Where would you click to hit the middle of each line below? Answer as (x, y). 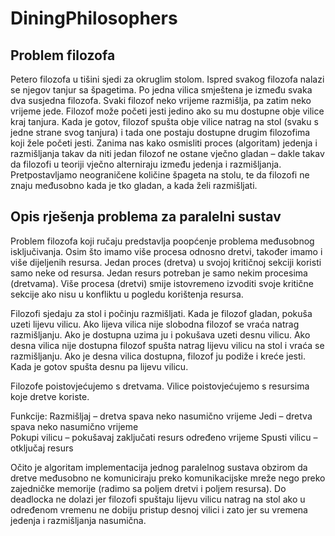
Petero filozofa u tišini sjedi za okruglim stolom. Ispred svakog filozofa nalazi (167, 79)
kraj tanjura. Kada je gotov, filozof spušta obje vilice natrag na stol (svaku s (164, 121)
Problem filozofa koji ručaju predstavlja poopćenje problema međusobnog (162, 241)
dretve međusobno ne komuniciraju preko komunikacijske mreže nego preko (168, 478)
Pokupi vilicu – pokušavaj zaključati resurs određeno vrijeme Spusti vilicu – (164, 437)
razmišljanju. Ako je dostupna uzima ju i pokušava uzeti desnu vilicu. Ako (160, 334)
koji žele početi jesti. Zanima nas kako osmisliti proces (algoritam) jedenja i (164, 143)
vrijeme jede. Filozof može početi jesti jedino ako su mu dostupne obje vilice (167, 111)
